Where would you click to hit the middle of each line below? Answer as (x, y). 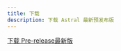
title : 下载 (23, 13)
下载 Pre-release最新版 (40, 40)
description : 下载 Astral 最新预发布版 (61, 20)
